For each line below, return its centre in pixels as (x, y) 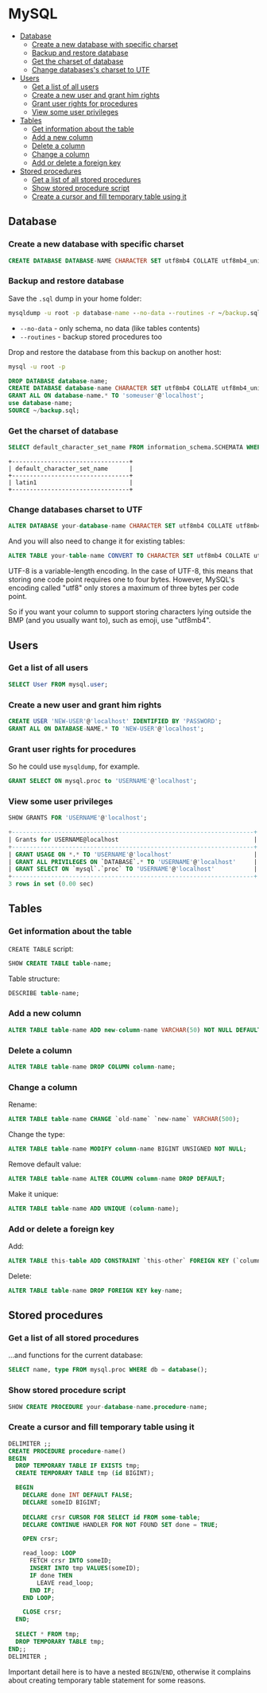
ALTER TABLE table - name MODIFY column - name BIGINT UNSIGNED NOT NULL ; (128, 1149)
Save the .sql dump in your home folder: (75, 298)
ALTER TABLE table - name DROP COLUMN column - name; (92, 1067)
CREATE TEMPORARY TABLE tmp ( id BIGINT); (85, 1473)
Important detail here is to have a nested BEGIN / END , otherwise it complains (130, 1672)
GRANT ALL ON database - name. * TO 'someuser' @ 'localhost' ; (106, 396)
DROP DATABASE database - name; (58, 381)
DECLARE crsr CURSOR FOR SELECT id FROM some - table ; (112, 1517)
